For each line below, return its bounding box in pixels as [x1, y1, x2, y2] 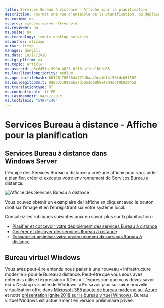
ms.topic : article [5, 62, 42, 67]
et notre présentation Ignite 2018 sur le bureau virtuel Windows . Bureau [5, 292, 149, 298]
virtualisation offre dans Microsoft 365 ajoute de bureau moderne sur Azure [5, 287, 157, 293]
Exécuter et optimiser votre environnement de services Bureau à [12, 234, 142, 240]
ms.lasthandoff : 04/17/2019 [5, 94, 62, 98]
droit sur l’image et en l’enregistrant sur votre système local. [5, 204, 126, 211]
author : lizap [5, 44, 34, 48]
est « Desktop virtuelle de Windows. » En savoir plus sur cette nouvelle [5, 282, 148, 287]
